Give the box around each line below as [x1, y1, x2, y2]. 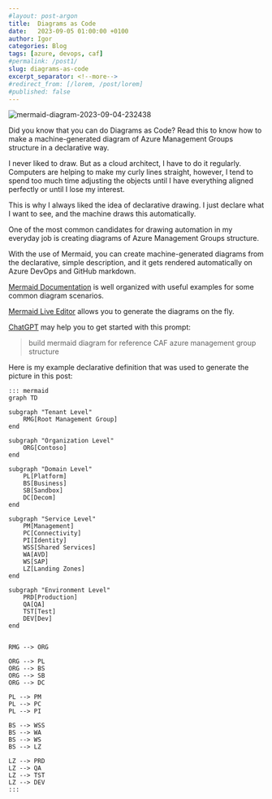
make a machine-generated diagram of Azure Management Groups [8, 134, 234, 144]
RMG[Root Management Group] [23, 416, 118, 424]
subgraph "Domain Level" [8, 465, 93, 474]
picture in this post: [8, 371, 73, 381]
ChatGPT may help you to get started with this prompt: [8, 322, 191, 332]
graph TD [8, 394, 38, 403]
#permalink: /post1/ [8, 58, 79, 66]
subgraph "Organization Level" [8, 437, 114, 445]
